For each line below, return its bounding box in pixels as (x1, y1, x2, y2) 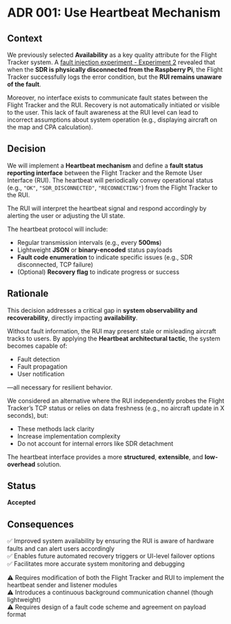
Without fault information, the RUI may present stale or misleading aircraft (7, 327, 217, 335)
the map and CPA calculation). (7, 123, 93, 131)
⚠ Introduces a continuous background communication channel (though (7, 588, 214, 596)
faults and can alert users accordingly (7, 544, 115, 553)
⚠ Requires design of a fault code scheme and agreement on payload (7, 603, 207, 612)
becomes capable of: (7, 341, 68, 350)
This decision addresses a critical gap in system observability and (7, 306, 198, 314)
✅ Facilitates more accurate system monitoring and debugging (7, 560, 185, 568)
